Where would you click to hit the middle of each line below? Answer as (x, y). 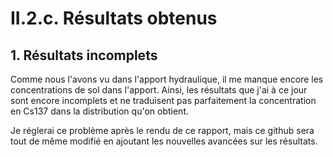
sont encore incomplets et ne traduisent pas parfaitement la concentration (163, 100)
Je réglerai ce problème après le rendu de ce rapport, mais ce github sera (162, 130)
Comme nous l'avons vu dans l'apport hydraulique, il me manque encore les (167, 79)
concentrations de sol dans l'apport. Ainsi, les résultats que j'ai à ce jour (159, 90)
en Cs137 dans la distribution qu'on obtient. (99, 111)
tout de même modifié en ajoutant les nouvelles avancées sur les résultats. (164, 141)
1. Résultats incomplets (84, 55)
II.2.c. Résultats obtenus (114, 18)
